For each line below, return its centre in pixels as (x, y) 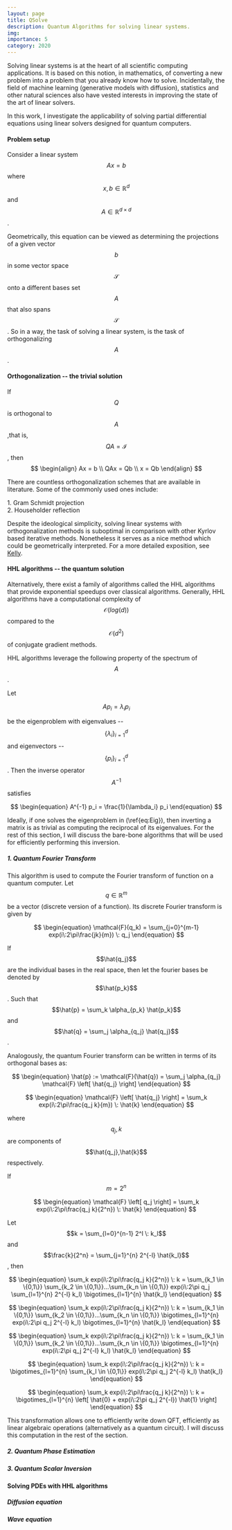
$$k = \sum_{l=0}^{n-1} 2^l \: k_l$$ (116, 1234)
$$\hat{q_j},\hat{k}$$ (116, 1152)
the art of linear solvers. (41, 102)
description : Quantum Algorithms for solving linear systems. (99, 26)
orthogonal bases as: (37, 1063)
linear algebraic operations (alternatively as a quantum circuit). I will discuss (115, 1428)
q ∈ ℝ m (116, 894)
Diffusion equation (35, 1502)
